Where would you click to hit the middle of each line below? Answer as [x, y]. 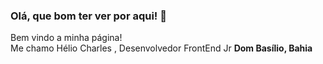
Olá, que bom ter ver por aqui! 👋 [88, 16]
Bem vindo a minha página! [66, 38]
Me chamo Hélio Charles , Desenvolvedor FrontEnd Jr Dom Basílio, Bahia [161, 48]
